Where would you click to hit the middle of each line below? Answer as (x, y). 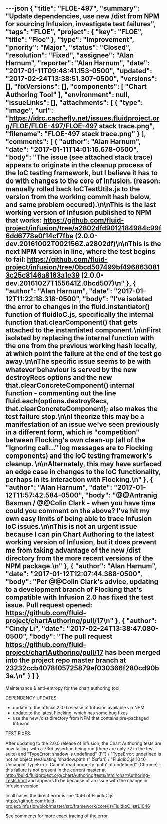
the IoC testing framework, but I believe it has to (81, 173)
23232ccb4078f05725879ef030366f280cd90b (82, 668)
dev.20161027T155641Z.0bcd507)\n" (65, 283)
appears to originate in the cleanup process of (79, 165)
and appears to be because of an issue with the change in (88, 780)
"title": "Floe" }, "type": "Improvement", (70, 40)
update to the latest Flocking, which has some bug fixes (70, 713)
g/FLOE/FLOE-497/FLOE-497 (51, 126)
